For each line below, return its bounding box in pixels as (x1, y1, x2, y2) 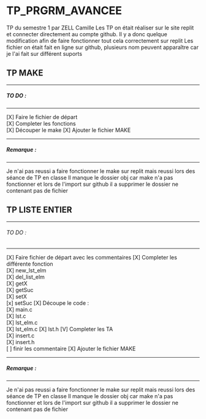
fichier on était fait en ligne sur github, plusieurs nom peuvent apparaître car (6, 44, 199, 51)
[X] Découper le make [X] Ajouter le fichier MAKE (6, 126, 131, 134)
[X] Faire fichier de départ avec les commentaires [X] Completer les (6, 253, 178, 261)
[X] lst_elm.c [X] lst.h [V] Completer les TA (6, 325, 113, 333)
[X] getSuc (6, 286, 34, 293)
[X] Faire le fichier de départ (6, 113, 78, 120)
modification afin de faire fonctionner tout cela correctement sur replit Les (6, 37, 194, 44)
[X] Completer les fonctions (6, 120, 76, 127)
